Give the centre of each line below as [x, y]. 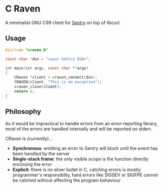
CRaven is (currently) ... [29, 139]
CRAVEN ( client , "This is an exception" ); [58, 82]
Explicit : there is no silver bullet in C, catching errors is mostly [77, 170]
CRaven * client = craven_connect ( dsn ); [56, 77]
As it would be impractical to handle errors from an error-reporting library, [81, 124]
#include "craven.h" [27, 50]
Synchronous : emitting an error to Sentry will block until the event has [85, 148]
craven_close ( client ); [38, 87]
